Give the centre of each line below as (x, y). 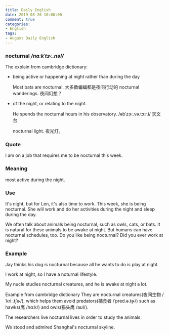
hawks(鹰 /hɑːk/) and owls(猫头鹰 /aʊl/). (47, 307)
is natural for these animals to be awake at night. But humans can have (79, 230)
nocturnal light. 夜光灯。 (38, 131)
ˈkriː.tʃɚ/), (15, 301)
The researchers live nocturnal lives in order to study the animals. (73, 317)
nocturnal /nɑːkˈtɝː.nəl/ (35, 56)
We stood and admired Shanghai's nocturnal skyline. (60, 327)
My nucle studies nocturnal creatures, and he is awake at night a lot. (76, 284)
